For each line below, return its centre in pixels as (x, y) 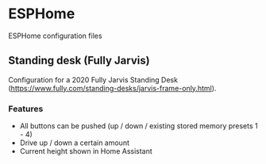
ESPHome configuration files (55, 36)
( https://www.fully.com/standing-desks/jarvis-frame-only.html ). (112, 88)
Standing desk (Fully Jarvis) (79, 61)
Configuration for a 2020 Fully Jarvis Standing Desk (93, 79)
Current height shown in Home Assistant (86, 151)
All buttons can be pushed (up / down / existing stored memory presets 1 (139, 126)
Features (26, 109)
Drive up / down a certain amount (74, 143)
